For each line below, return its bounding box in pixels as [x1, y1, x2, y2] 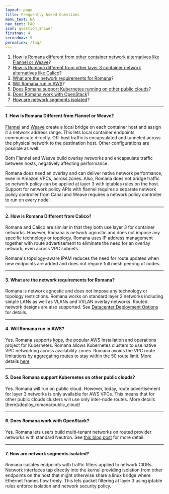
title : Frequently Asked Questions [5, 12, 80, 17]
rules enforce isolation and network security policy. [5, 483, 112, 489]
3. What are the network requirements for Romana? [5, 277, 115, 283]
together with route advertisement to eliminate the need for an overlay [5, 240, 151, 246]
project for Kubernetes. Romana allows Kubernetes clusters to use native [5, 342, 156, 348]
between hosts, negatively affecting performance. [5, 160, 109, 166]
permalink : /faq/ [5, 40, 42, 45]
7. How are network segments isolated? [5, 450, 90, 456]
